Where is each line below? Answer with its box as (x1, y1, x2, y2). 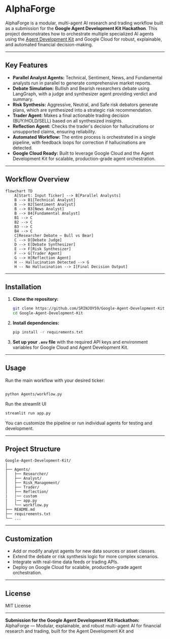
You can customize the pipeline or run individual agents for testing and (5, 420, 153, 426)
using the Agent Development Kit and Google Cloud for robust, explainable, (5, 36, 162, 42)
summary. (12, 96, 34, 102)
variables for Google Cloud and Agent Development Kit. (12, 344, 129, 350)
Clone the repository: (12, 296, 59, 302)
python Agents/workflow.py (5, 391, 62, 397)
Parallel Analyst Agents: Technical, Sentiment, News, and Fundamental (12, 74, 163, 80)
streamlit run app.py (5, 410, 51, 416)
